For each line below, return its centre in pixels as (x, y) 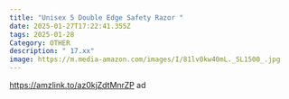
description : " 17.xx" (52, 51)
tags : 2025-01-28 (42, 34)
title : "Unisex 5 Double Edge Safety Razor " (96, 18)
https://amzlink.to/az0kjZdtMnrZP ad (78, 85)
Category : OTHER (40, 43)
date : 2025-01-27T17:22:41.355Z (70, 26)
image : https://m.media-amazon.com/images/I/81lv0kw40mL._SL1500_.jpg (145, 59)
